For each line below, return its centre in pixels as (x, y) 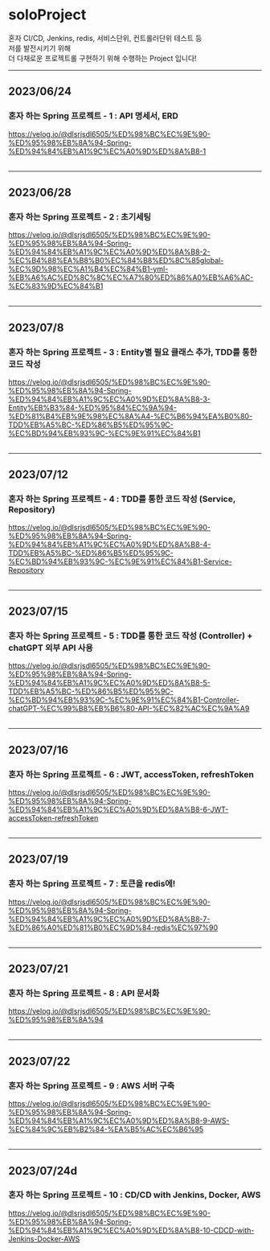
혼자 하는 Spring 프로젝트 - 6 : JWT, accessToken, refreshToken (131, 774)
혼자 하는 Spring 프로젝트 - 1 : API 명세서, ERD (94, 116)
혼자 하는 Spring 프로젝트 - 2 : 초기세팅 (80, 216)
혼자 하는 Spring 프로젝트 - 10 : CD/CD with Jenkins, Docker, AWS (135, 1195)
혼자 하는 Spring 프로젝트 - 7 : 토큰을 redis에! (92, 884)
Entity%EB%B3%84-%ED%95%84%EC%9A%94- (92, 407)
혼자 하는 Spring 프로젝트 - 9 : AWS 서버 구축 (92, 1085)
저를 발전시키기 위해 (39, 48)
